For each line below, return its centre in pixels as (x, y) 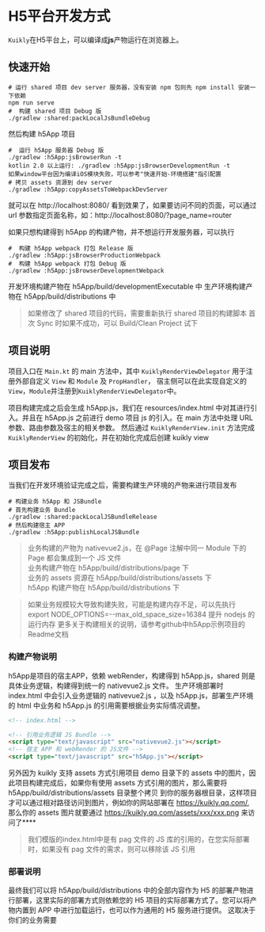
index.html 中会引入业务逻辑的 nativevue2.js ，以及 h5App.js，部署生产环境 (131, 695)
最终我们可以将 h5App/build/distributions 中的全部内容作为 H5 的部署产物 (127, 890)
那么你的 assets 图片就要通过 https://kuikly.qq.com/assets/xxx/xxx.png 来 (128, 812)
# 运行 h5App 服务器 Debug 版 (56, 150)
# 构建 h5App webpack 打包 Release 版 (71, 248)
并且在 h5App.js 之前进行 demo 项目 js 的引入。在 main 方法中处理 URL (137, 418)
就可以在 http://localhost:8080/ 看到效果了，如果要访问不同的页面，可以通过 (132, 205)
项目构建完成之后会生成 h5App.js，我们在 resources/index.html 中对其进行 (129, 407)
